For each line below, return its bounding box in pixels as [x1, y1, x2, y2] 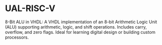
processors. [5, 34, 29, 40]
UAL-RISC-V [5, 3, 56, 14]
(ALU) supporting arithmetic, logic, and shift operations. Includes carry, [5, 24, 147, 30]
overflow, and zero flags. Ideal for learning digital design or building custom [5, 29, 156, 35]
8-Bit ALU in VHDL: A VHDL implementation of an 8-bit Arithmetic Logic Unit [5, 19, 157, 25]
